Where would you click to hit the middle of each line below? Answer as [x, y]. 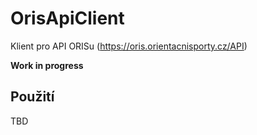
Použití [32, 97]
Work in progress [47, 65]
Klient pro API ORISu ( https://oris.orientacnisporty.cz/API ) [129, 46]
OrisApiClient [67, 18]
